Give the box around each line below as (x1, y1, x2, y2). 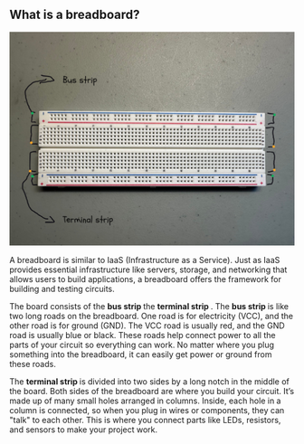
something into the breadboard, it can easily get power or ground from (9, 348, 272, 360)
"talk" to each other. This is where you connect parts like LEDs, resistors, (9, 414, 281, 425)
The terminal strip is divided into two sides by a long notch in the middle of (9, 375, 290, 387)
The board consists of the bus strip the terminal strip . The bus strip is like (9, 300, 290, 311)
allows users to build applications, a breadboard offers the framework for (9, 273, 282, 284)
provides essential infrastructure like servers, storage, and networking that (9, 264, 288, 275)
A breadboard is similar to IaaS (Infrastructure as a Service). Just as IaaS (9, 254, 280, 265)
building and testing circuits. (9, 283, 115, 294)
